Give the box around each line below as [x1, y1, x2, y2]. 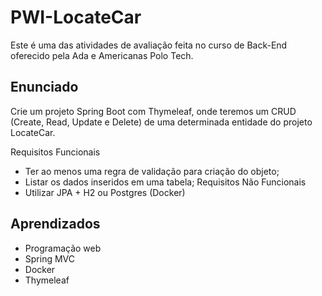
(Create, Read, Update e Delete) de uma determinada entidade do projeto [10, 116, 313, 128]
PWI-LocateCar [10, 6, 142, 29]
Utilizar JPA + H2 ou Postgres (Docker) [24, 186, 186, 198]
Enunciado [10, 79, 79, 96]
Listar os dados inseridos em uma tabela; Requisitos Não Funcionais [24, 176, 307, 188]
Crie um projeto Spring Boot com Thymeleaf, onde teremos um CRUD [10, 105, 297, 117]
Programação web [24, 242, 102, 254]
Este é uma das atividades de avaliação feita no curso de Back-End [10, 39, 288, 51]
